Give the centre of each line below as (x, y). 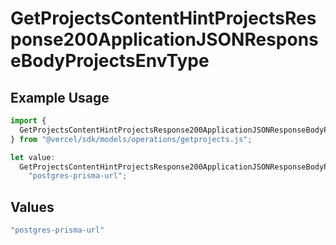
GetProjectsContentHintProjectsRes (163, 18)
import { (28, 121)
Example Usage (60, 97)
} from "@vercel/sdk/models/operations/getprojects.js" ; (131, 139)
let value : (33, 157)
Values (32, 207)
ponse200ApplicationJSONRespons (164, 39)
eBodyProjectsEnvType (110, 61)
